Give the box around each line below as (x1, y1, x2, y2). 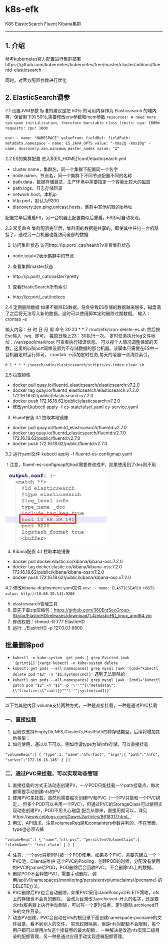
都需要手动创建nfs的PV (12, 789, 60, 795)
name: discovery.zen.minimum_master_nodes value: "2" (5, 146, 120, 151)
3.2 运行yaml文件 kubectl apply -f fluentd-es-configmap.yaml (5, 450, 132, 457)
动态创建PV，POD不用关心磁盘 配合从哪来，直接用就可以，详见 (16, 807, 147, 813)
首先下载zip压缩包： (12, 607, 54, 613)
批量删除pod (5, 641, 44, 649)
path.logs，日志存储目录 (12, 185, 63, 191)
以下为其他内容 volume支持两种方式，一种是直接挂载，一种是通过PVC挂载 (5, 702, 157, 708)
